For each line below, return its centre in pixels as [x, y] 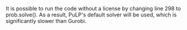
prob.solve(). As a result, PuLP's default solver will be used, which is [91, 15]
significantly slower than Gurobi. [46, 21]
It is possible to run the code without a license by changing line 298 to [93, 9]
